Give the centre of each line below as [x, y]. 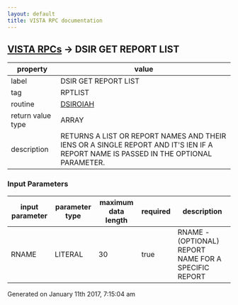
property [32, 70]
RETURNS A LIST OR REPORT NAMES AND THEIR [143, 136]
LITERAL [69, 254]
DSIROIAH [77, 104]
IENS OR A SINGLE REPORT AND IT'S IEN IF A [136, 145]
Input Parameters [38, 184]
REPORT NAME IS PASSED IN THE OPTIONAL [136, 154]
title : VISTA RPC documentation [55, 21]
